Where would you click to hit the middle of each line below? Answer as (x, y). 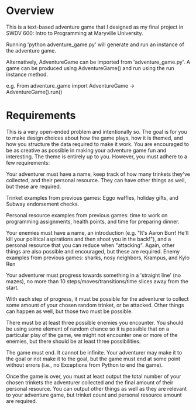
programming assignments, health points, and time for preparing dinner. (93, 221)
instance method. (27, 74)
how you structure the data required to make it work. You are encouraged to (97, 144)
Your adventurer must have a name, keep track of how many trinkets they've (98, 174)
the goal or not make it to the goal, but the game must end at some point (93, 359)
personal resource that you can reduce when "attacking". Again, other (90, 245)
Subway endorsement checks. (43, 204)
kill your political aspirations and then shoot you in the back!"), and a (89, 239)
